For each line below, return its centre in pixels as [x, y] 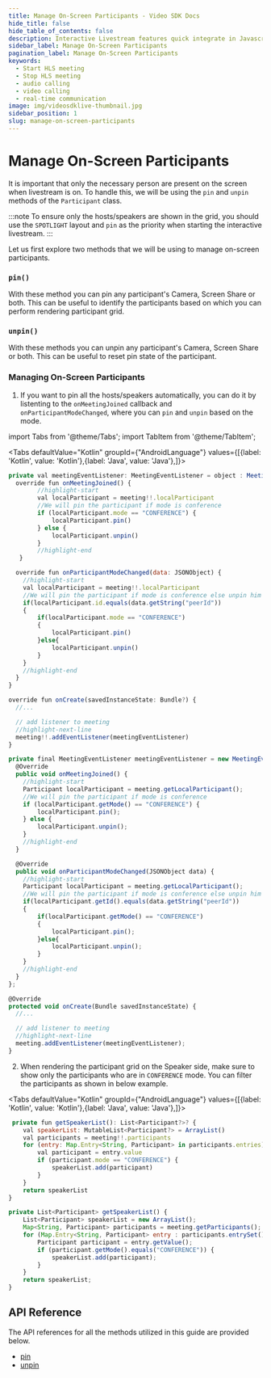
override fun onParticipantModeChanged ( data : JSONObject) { [119, 573]
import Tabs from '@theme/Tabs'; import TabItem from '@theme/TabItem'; [132, 436]
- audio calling [43, 83]
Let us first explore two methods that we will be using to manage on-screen [134, 249]
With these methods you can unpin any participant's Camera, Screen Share [133, 348]
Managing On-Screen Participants [77, 377]
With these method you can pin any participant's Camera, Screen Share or [132, 294]
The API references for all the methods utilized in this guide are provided [129, 1332]
